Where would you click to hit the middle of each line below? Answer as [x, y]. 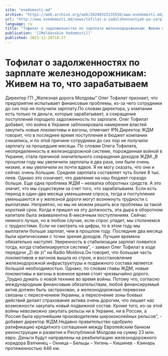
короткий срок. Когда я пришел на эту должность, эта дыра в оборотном [84, 210]
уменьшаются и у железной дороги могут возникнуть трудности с [76, 199]
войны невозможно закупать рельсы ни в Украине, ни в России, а [76, 311]
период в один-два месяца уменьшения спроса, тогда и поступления [80, 194]
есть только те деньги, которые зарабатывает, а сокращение [71, 114]
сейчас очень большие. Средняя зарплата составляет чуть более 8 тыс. [83, 172]
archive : [14, 15]
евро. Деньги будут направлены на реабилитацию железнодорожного [81, 337]
